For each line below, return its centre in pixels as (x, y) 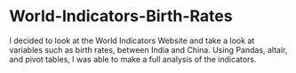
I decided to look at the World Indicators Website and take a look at (132, 40)
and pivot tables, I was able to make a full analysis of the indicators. (133, 59)
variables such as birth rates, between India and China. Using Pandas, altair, (148, 49)
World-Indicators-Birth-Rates (121, 16)
